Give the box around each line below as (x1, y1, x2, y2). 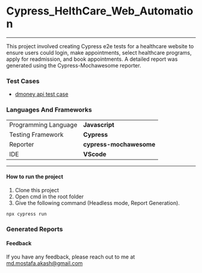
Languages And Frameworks (6, 105, 92, 114)
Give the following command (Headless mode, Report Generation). (14, 199, 180, 206)
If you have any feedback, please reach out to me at (6, 253, 135, 260)
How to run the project (6, 173, 64, 180)
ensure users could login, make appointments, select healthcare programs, (6, 49, 192, 56)
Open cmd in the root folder (14, 193, 84, 200)
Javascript (83, 121, 115, 129)
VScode (83, 149, 107, 158)
